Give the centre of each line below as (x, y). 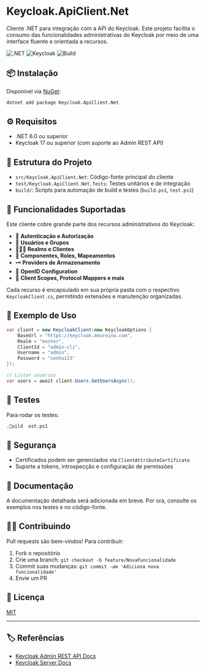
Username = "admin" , (44, 353)
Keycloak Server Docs (43, 662)
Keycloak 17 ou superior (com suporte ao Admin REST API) (89, 143)
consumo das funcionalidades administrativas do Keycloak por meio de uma (103, 34)
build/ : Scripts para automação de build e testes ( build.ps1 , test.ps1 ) (105, 190)
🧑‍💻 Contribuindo (39, 526)
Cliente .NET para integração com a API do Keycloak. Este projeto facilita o (101, 28)
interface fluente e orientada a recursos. (57, 41)
